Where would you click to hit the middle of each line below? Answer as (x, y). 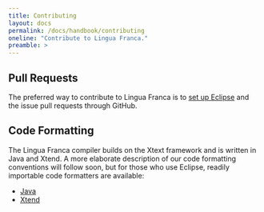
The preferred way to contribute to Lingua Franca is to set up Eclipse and (129, 97)
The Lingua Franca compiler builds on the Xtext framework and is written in (132, 150)
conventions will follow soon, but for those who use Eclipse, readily (119, 167)
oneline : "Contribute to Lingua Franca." (78, 38)
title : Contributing (43, 16)
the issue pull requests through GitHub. (73, 106)
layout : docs (30, 23)
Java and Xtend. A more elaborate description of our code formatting (122, 158)
